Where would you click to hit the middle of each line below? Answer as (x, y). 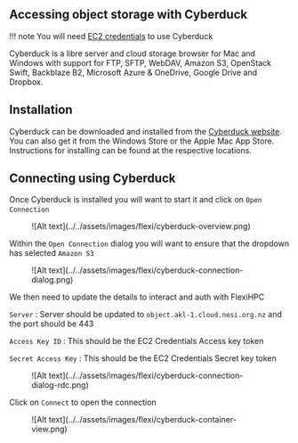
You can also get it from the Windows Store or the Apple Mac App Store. (142, 141)
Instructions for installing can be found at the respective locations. (130, 150)
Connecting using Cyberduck (93, 179)
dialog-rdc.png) (60, 385)
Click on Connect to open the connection (83, 402)
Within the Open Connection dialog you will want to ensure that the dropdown (149, 243)
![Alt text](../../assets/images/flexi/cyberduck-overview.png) (141, 226)
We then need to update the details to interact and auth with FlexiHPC (137, 297)
